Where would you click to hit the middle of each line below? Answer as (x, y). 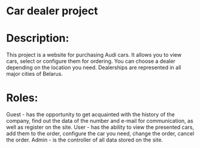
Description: (38, 38)
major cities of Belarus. (35, 74)
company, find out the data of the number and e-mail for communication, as (100, 121)
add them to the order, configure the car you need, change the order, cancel (100, 134)
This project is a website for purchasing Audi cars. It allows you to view (94, 55)
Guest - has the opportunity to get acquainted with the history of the (90, 115)
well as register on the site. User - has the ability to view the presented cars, (100, 127)
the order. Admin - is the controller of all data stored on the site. (85, 140)
